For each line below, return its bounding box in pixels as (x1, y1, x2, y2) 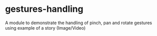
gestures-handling (5, 3, 83, 15)
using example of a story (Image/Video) (5, 25, 86, 31)
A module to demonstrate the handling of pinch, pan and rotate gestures (5, 20, 152, 26)
